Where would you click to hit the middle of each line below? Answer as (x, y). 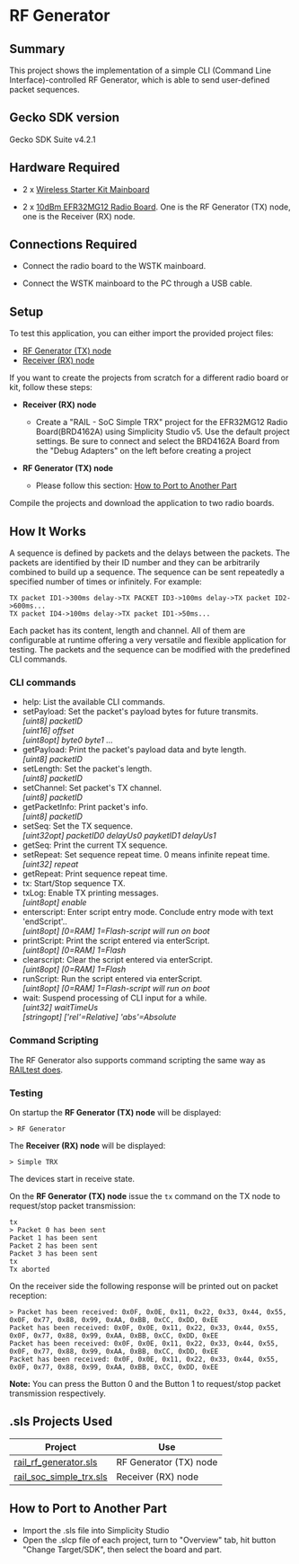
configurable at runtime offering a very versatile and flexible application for (148, 640)
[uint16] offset (48, 731)
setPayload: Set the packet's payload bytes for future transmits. (140, 712)
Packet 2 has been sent (54, 1246)
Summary (37, 49)
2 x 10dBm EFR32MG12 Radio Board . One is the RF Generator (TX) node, (157, 207)
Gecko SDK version (64, 118)
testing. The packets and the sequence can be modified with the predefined (150, 650)
